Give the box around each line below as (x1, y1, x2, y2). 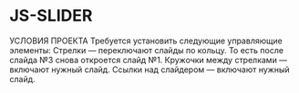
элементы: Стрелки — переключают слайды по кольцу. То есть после (9, 44, 284, 55)
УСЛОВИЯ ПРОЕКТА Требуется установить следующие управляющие (9, 35, 283, 46)
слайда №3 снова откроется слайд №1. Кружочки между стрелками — (9, 54, 288, 65)
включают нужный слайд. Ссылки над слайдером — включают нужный (9, 64, 290, 75)
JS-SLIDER (9, 5, 93, 26)
